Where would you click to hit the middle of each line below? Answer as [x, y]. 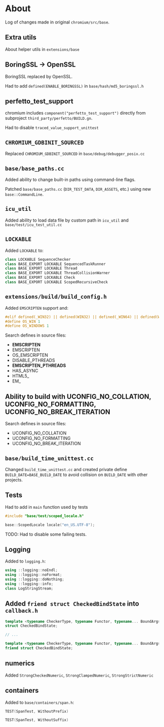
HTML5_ [20, 376]
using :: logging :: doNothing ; [35, 579]
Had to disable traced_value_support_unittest [52, 128]
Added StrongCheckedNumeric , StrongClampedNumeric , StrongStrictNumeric [79, 675]
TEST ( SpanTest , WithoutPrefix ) [37, 711]
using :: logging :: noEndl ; [31, 570]
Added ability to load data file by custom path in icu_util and [67, 220]
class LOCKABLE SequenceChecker [38, 259]
